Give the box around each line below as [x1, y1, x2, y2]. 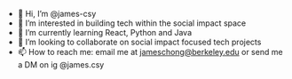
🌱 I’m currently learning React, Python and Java [17, 28, 193, 37]
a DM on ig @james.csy [17, 59, 105, 70]
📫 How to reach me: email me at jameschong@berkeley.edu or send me [17, 47, 283, 57]
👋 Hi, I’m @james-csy [17, 9, 97, 19]
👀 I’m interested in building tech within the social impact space [17, 18, 247, 28]
